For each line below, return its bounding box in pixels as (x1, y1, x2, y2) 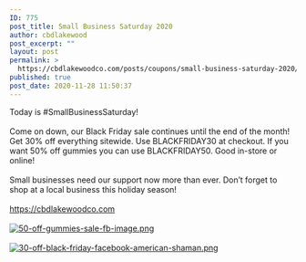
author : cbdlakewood (9, 30, 88, 39)
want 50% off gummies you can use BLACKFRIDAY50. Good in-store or (9, 145, 278, 156)
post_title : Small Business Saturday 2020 (9, 22, 173, 31)
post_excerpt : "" (9, 38, 76, 48)
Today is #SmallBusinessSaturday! (9, 106, 139, 117)
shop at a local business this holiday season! (9, 183, 178, 194)
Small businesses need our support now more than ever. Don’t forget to (9, 174, 278, 185)
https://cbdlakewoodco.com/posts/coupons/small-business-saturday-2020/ (17, 65, 300, 74)
